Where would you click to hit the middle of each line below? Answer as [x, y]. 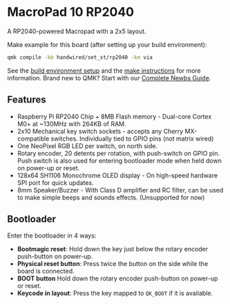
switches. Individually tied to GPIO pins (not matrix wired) [132, 138]
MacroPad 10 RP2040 [71, 12]
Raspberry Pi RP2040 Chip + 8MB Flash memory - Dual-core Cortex [114, 116]
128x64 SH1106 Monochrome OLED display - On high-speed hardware [117, 175]
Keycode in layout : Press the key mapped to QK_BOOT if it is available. [115, 293]
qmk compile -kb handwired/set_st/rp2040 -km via [80, 57]
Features [27, 100]
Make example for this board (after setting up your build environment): [107, 44]
